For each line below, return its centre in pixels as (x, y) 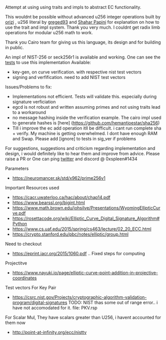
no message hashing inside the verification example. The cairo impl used (87, 118)
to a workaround (29, 112)
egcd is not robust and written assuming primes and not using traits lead (86, 107)
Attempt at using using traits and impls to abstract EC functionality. (73, 7)
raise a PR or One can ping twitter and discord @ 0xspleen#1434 (71, 159)
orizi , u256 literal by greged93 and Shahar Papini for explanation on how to (82, 22)
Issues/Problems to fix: (28, 87)
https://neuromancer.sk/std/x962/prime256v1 (59, 178)
